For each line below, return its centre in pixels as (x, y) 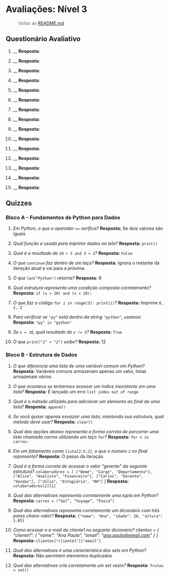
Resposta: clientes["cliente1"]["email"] (57, 540)
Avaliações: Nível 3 (46, 9)
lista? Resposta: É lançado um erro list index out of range (76, 392)
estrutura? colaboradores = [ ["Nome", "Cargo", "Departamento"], (82, 471)
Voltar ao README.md (41, 23)
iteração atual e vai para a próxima (49, 268)
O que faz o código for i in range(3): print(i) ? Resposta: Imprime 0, (88, 303)
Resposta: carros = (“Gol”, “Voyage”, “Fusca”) (64, 501)
